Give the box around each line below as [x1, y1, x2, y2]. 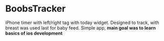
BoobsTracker [5, 3, 66, 14]
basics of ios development [5, 30, 63, 36]
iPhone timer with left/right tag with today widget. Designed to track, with [5, 19, 159, 25]
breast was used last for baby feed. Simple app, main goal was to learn [5, 24, 156, 30]
